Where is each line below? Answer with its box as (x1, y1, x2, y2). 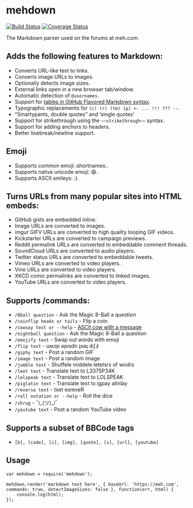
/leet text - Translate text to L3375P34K (14, 368, 115, 375)
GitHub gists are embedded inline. (14, 216, 97, 223)
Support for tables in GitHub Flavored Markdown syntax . (14, 98, 151, 105)
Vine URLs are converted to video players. (14, 266, 116, 273)
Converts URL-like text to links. (14, 67, 89, 74)
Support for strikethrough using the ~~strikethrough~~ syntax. (14, 117, 165, 124)
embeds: (6, 200, 39, 210)
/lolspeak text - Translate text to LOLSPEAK (14, 374, 124, 381)
